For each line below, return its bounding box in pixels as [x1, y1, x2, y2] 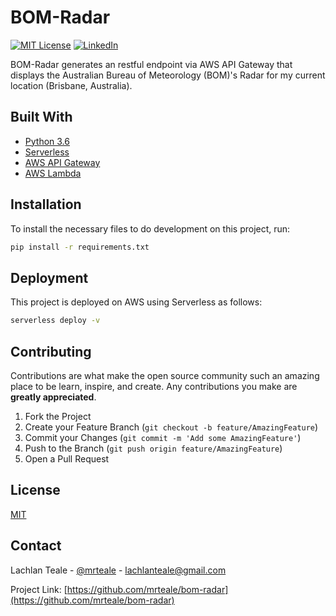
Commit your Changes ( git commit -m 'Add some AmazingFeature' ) [24, 431, 302, 443]
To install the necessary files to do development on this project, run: [10, 222, 291, 235]
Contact [10, 537, 62, 555]
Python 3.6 [24, 135, 70, 147]
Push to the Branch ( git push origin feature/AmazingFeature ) [24, 442, 283, 454]
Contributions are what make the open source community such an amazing [10, 369, 320, 381]
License [10, 482, 61, 499]
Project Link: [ [10, 583, 68, 595]
